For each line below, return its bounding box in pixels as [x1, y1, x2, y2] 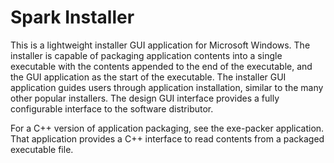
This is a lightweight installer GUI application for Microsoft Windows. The [10, 39, 311, 51]
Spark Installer [10, 6, 135, 29]
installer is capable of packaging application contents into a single [10, 49, 283, 61]
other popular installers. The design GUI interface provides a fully [10, 92, 280, 104]
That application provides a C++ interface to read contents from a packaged [10, 132, 325, 145]
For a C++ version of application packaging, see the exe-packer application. [10, 122, 325, 134]
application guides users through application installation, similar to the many [10, 81, 324, 93]
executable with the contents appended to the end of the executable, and [10, 60, 313, 72]
